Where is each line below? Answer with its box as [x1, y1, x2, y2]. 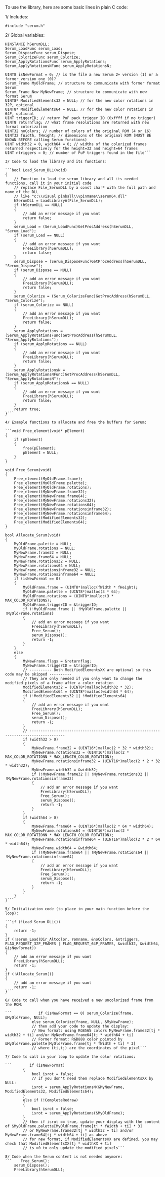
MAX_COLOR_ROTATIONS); [5, 598, 52, 603]
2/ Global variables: [5, 32, 45, 38]
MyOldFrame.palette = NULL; [14, 541, 72, 546]
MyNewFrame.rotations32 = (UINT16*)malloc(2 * [31, 750, 129, 755]
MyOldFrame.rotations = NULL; [14, 546, 77, 551]
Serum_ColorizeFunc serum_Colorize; [5, 55, 81, 60]
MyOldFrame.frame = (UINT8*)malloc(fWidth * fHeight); [23, 585, 138, 590]
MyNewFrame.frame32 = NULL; [14, 550, 72, 555]
